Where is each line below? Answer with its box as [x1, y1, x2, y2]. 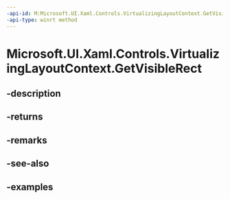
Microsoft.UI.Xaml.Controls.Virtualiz [6, 46, 220, 62]
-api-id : [6, 10, 32, 17]
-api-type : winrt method [6, 16, 78, 23]
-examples [6, 181, 54, 193]
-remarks [6, 134, 47, 146]
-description [6, 88, 61, 99]
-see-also [6, 158, 49, 169]
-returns [6, 111, 43, 123]
